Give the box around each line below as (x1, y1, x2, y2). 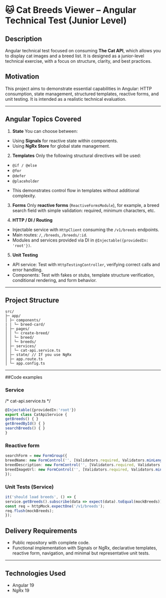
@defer (12, 173, 26, 178)
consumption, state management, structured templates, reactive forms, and (5, 91, 159, 97)
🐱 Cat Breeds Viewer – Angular (5, 4, 137, 16)
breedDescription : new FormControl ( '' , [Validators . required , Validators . (5, 463, 163, 468)
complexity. (12, 193, 36, 199)
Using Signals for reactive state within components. (12, 138, 119, 144)
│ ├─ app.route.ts (5, 357, 43, 362)
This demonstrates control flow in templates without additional (12, 187, 140, 193)
